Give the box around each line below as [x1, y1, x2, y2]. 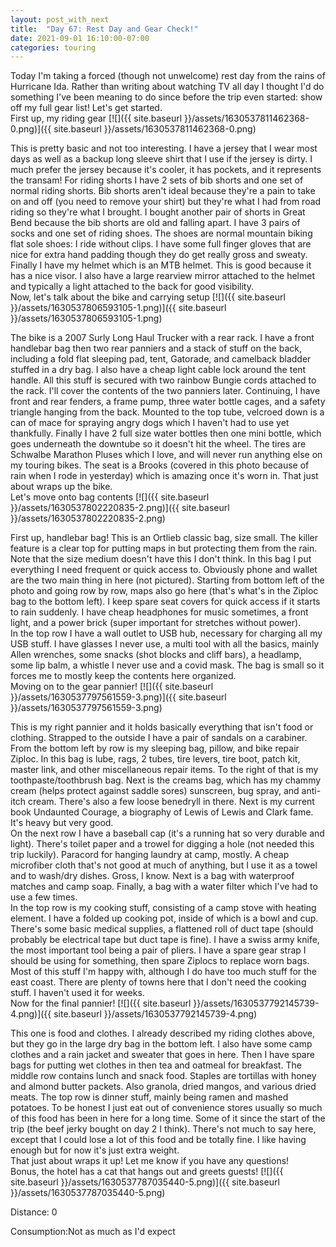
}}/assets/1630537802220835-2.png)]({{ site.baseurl [10, 502, 230, 514]
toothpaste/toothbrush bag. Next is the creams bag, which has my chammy [10, 774, 322, 786]
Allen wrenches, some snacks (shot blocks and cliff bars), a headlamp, [10, 649, 302, 661]
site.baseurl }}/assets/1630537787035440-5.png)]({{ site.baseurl [10, 1176, 280, 1188]
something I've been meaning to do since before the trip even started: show [10, 91, 323, 103]
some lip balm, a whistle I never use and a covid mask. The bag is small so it [10, 659, 325, 671]
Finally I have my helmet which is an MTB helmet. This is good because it [10, 259, 312, 271]
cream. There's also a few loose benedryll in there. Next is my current [28, 796, 315, 808]
